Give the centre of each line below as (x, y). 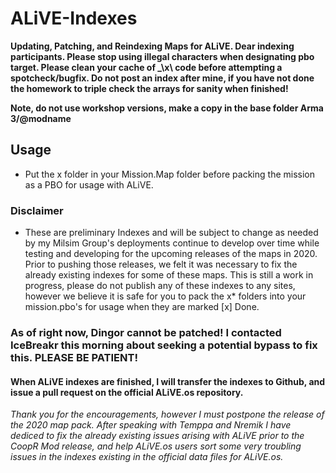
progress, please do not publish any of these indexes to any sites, (160, 286)
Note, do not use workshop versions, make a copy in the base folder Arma (167, 108)
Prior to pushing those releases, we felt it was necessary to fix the (161, 264)
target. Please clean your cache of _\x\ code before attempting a (146, 67)
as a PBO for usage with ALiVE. (89, 184)
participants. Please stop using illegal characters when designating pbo (162, 56)
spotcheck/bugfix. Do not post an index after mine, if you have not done (162, 78)
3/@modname (41, 118)
